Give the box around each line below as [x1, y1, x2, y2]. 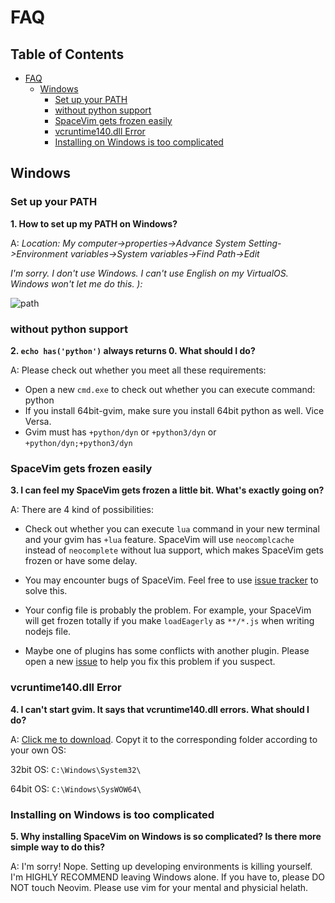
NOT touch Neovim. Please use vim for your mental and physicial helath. [10, 881, 309, 893]
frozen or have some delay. [24, 555, 138, 567]
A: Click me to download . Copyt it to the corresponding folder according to [10, 733, 318, 745]
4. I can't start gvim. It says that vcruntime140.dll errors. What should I [10, 703, 310, 715]
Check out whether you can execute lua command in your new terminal [24, 523, 320, 535]
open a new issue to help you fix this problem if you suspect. [24, 656, 276, 668]
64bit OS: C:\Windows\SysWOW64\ [10, 782, 142, 795]
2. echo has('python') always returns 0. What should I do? [10, 344, 256, 356]
